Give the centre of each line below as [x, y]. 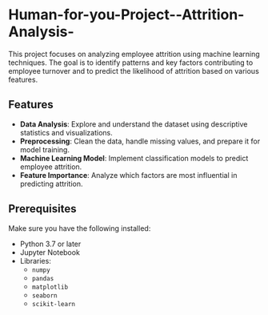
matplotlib [50, 287]
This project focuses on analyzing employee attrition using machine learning [134, 54]
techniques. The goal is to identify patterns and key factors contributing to [131, 63]
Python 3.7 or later [50, 244]
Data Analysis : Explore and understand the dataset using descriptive [134, 124]
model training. [45, 149]
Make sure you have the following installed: [80, 228]
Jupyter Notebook [50, 252]
